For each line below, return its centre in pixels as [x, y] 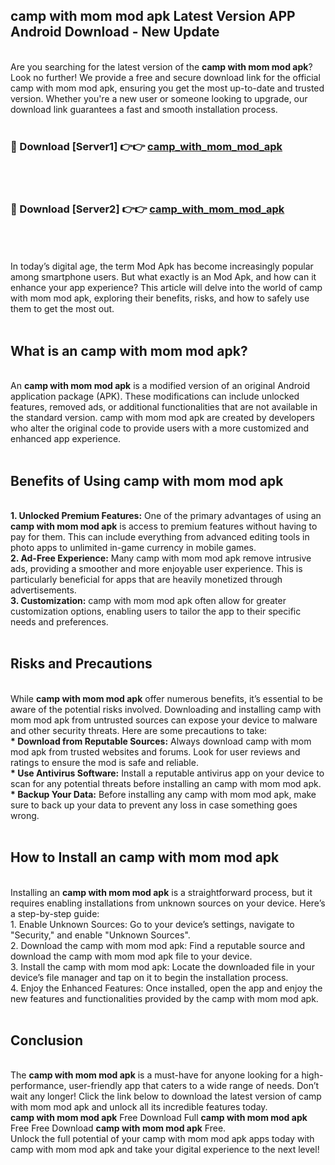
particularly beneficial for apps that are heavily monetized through [146, 580]
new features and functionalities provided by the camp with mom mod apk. [164, 998]
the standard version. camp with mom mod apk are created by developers [162, 418]
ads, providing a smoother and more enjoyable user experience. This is [156, 569]
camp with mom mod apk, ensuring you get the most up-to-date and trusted [167, 88]
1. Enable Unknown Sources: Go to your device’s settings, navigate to [152, 924]
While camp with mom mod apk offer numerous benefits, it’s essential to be [166, 698]
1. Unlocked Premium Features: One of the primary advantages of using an [166, 516]
